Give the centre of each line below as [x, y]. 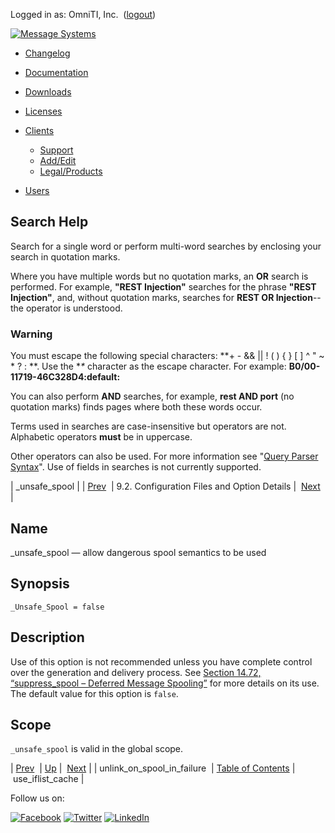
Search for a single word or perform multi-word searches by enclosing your [166, 246]
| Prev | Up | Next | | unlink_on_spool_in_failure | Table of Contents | [153, 768]
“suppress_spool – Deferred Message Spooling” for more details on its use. [165, 683]
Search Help [49, 222]
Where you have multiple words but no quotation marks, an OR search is [159, 276]
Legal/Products [71, 171]
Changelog [47, 53]
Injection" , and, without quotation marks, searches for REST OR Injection [161, 297]
